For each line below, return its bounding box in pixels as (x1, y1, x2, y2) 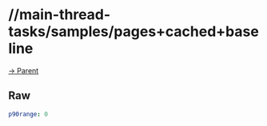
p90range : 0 (8, 110, 48, 118)
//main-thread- (8, 6, 111, 24)
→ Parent (8, 65, 39, 75)
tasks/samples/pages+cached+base (8, 22, 260, 41)
